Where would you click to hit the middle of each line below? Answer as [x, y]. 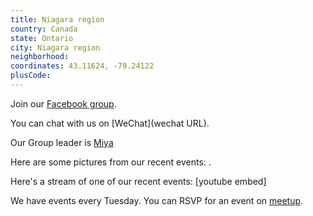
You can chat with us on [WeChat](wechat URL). [110, 123]
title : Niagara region [57, 19]
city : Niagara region [55, 47]
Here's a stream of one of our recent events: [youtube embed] [138, 181]
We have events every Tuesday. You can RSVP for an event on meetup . [157, 200]
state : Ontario [42, 38]
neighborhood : [40, 57]
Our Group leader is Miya [62, 142]
